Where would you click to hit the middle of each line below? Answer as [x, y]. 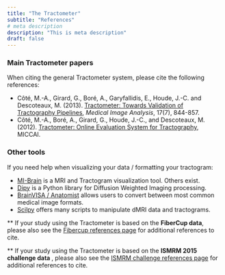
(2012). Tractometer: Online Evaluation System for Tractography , [108, 127]
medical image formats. [50, 202]
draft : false [26, 39]
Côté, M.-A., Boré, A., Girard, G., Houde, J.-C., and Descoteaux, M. [111, 120]
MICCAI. [29, 135]
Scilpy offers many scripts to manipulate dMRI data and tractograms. [114, 209]
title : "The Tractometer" [44, 13]
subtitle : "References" [41, 20]
